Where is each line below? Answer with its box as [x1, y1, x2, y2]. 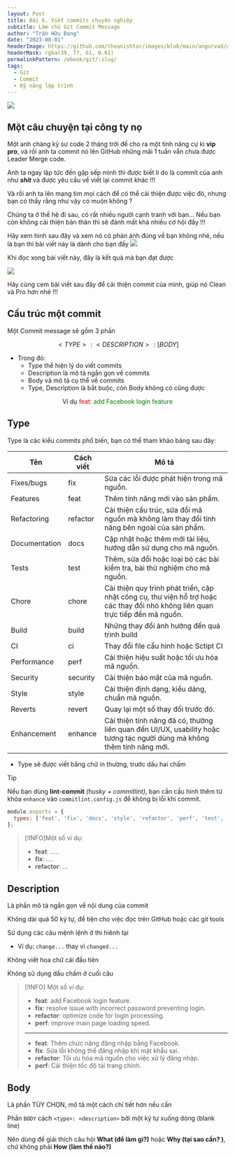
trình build [104, 630, 138, 639]
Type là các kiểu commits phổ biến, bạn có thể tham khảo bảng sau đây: [7, 436, 217, 444]
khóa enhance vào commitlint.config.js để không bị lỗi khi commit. [7, 794, 201, 803]
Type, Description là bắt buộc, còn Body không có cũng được [27, 383, 205, 392]
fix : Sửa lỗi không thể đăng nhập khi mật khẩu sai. [34, 1046, 180, 1055]
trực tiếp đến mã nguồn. [104, 609, 183, 619]
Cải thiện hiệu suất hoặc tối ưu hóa [104, 652, 218, 662]
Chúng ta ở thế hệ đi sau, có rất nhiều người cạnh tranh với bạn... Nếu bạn [7, 211, 221, 219]
